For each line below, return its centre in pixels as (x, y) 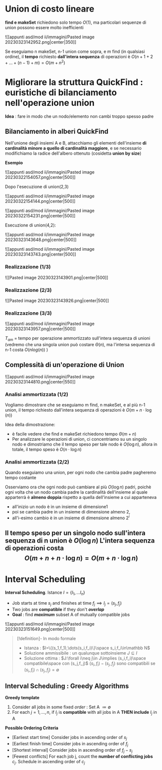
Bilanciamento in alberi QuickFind (57, 131)
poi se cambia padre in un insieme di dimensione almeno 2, (71, 512)
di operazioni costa (35, 548)
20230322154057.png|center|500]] (40, 177)
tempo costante (21, 478)
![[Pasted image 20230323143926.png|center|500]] (57, 300)
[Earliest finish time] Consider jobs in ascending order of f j (70, 744)
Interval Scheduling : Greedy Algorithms (67, 686)
